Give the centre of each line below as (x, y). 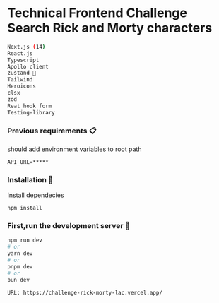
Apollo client (28, 66)
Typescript (23, 60)
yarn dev (20, 254)
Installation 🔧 (30, 179)
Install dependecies (36, 195)
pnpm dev (20, 266)
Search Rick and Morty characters (110, 28)
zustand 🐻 (22, 73)
